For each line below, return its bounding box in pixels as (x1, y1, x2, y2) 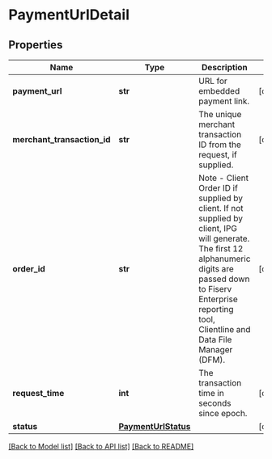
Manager (198, 344, 233, 355)
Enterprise (198, 293, 239, 305)
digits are (198, 263, 234, 274)
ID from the (198, 139, 241, 150)
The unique (198, 109, 242, 120)
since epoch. (198, 408, 248, 419)
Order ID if (198, 183, 239, 193)
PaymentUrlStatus (118, 421, 191, 432)
